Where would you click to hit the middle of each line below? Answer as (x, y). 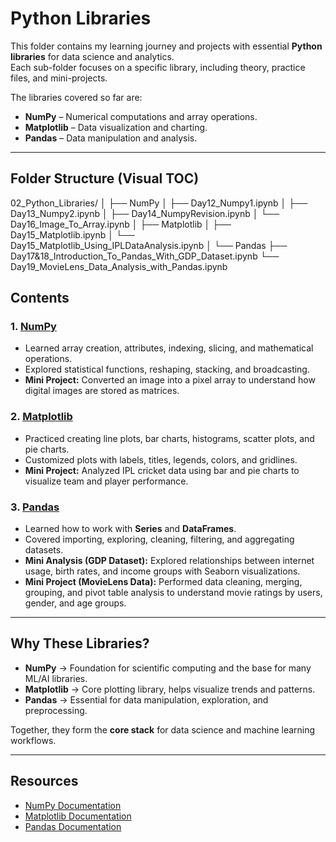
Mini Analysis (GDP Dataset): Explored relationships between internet (169, 561)
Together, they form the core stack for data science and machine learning (163, 729)
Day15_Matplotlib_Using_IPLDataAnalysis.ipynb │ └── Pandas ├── (149, 245)
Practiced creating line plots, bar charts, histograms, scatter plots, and (169, 438)
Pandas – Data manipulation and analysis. (111, 138)
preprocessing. (56, 710)
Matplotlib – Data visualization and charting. (116, 127)
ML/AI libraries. (56, 678)
